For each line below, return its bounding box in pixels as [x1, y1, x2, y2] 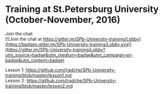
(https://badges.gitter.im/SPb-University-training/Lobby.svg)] [5, 41, 132, 47]
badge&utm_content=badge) [5, 57, 65, 63]
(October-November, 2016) [5, 14, 120, 25]
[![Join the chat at [5, 36, 42, 42]
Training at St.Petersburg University [5, 3, 159, 15]
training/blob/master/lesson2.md [5, 82, 73, 88]
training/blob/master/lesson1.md [5, 72, 72, 78]
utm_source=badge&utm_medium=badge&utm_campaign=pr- [5, 51, 133, 58]
